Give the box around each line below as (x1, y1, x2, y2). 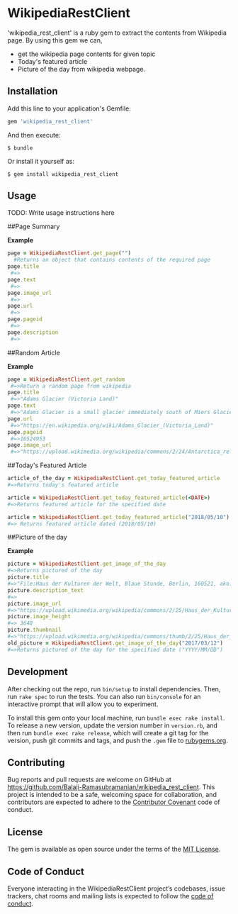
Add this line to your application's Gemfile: (7, 104, 131, 113)
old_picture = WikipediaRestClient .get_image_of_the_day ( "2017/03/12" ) (7, 640, 223, 647)
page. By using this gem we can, (7, 35, 103, 44)
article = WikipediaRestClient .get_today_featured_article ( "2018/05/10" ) (7, 513, 230, 520)
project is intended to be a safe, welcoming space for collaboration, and (7, 791, 217, 799)
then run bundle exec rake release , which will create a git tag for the (7, 728, 209, 737)
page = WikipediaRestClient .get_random (7, 376, 125, 383)
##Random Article (7, 348, 60, 357)
